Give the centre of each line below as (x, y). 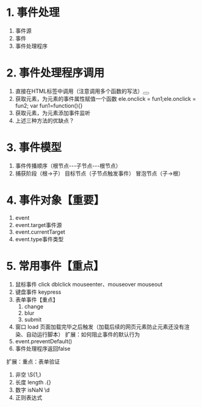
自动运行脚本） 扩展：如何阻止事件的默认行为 (83, 334)
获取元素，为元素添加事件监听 (52, 113)
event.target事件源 (38, 225)
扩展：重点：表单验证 (33, 361)
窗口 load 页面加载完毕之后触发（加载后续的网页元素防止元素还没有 (100, 327)
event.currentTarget (40, 232)
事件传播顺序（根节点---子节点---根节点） (68, 165)
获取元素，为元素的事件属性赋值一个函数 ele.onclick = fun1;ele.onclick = (106, 99)
